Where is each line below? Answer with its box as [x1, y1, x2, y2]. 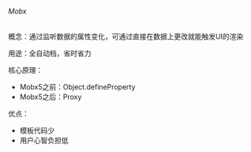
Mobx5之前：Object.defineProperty [19, 82, 136, 92]
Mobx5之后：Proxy [19, 92, 82, 102]
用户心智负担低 [19, 135, 69, 146]
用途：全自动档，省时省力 [8, 48, 92, 59]
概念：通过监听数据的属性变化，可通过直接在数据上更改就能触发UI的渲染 [8, 32, 244, 41]
